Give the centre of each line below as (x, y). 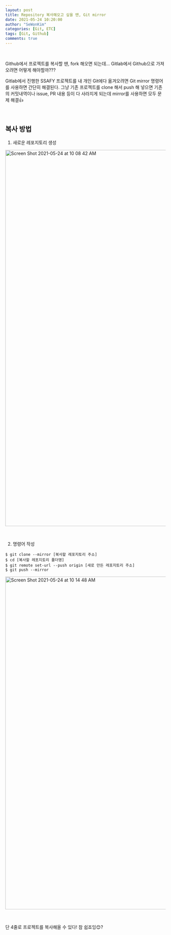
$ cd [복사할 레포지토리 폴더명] (35, 560)
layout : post (19, 10)
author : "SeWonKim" (26, 24)
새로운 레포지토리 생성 (35, 142)
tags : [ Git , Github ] (27, 34)
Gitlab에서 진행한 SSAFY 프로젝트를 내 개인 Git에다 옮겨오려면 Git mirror (78, 81)
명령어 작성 (24, 544)
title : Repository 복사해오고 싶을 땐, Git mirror (56, 15)
